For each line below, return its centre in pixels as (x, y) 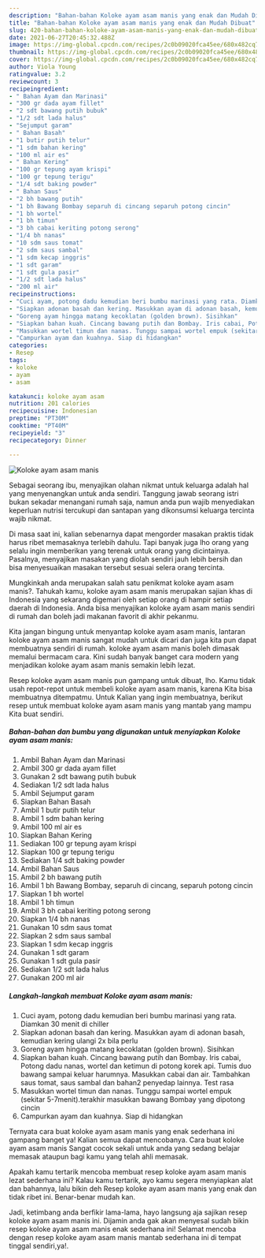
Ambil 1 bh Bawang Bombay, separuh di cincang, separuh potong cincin (137, 886)
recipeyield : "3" (37, 433)
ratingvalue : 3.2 (37, 74)
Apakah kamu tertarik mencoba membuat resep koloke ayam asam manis (128, 1172)
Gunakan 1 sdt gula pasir (60, 961)
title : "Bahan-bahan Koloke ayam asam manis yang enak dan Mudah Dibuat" (132, 23)
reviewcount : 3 (34, 81)
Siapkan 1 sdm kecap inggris (66, 944)
